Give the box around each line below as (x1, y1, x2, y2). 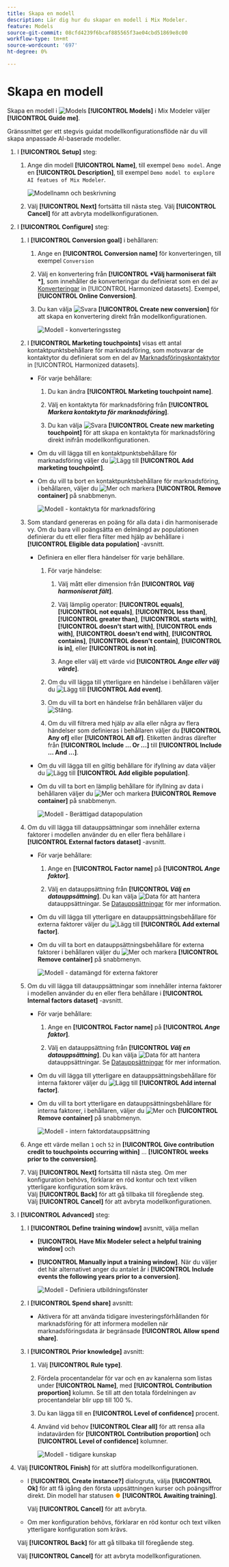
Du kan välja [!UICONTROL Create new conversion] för (37, 304, 219, 313)
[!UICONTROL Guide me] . (7, 114, 81, 122)
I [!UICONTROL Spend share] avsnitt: (27, 1299, 133, 1307)
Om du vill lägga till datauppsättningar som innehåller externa (27, 823, 200, 831)
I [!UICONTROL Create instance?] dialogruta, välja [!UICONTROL (27, 1476, 212, 1485)
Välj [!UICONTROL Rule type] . (37, 1361, 123, 1369)
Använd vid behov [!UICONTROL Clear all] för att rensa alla (37, 1422, 205, 1431)
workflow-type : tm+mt (7, 36, 69, 43)
